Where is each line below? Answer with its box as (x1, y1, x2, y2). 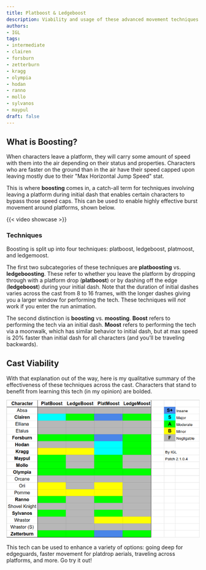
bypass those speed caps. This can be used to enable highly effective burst (6, 197, 198, 205)
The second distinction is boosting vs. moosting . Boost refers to (6, 314, 170, 322)
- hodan (6, 81, 26, 87)
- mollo (6, 94, 26, 101)
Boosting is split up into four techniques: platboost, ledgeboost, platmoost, (6, 245, 195, 253)
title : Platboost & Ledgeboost (6, 10, 86, 16)
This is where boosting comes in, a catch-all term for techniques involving (6, 184, 194, 192)
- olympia (6, 74, 32, 81)
